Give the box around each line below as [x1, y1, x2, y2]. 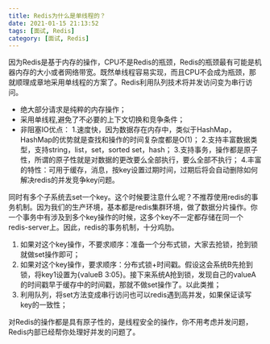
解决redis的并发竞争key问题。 [19, 175, 119, 185]
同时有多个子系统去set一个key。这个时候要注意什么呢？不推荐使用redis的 [8, 193, 251, 202]
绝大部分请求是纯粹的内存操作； [19, 105, 127, 114]
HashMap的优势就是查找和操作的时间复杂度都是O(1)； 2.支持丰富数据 [19, 135, 251, 145]
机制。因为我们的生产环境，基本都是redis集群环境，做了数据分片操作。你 [15, 202, 258, 212]
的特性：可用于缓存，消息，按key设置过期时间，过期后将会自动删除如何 [19, 165, 258, 175]
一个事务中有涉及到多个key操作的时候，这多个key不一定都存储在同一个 [8, 213, 244, 222]
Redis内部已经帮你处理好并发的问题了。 [8, 327, 140, 337]
